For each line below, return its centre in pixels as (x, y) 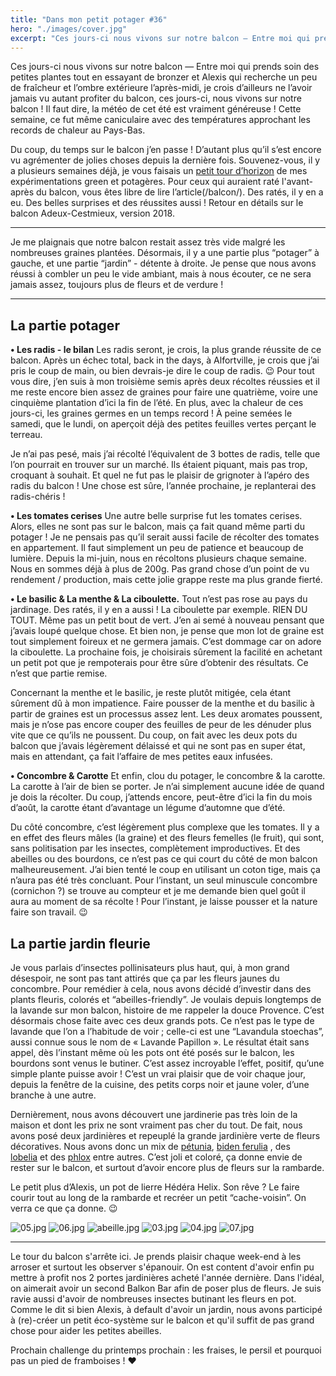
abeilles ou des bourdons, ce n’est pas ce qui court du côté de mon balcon (164, 859)
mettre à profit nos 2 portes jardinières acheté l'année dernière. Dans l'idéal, (167, 1277)
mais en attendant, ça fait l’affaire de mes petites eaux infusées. (141, 757)
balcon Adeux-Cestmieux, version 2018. (92, 213)
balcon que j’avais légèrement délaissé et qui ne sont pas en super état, (158, 746)
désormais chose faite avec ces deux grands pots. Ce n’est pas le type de (162, 1020)
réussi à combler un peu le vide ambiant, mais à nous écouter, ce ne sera (161, 274)
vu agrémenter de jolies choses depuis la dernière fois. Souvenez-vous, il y (165, 160)
